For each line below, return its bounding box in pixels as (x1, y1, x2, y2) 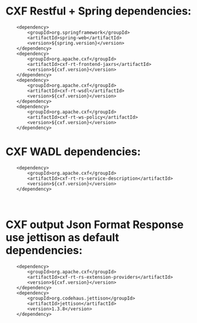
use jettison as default (5, 231, 119, 244)
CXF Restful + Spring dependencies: (5, 4, 192, 18)
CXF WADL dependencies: (5, 145, 141, 158)
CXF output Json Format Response (5, 218, 184, 232)
